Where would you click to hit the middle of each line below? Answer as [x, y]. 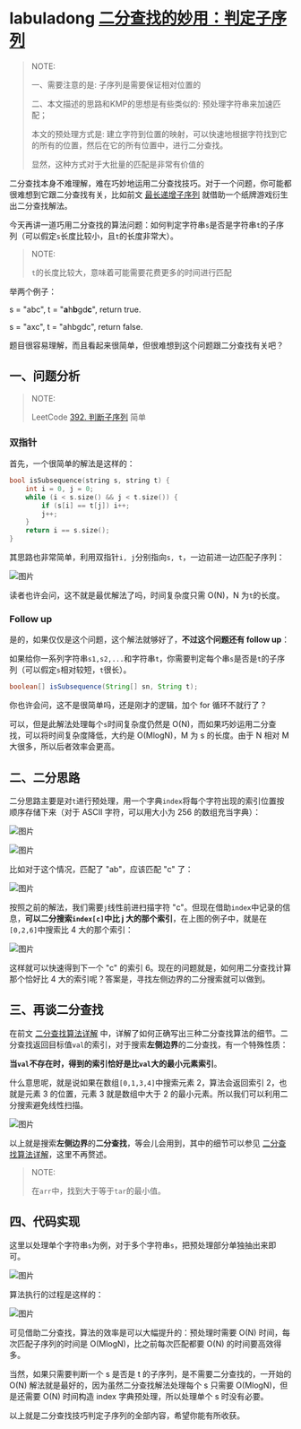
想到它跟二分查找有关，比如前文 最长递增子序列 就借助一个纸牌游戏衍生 [156, 195]
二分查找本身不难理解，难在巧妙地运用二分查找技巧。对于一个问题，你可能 [146, 183]
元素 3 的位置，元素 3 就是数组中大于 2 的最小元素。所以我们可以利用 [152, 1094]
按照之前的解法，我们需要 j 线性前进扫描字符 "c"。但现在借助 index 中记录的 [146, 907]
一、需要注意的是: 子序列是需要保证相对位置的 [116, 84]
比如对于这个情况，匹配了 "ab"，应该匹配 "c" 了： [101, 870]
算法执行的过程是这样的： [56, 1294]
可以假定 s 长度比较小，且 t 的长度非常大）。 [102, 236]
